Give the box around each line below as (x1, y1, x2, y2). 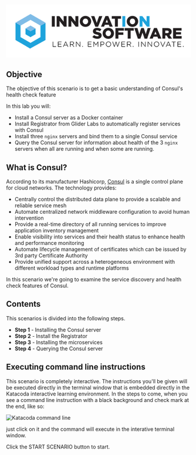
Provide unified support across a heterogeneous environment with (14, 258, 175, 265)
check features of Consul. (6, 282, 69, 290)
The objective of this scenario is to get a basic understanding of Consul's (6, 85, 183, 92)
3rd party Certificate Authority (14, 252, 88, 259)
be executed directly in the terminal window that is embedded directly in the (6, 384, 190, 391)
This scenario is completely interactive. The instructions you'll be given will (6, 377, 188, 384)
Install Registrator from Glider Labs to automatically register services (14, 120, 181, 128)
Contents (6, 299, 41, 309)
